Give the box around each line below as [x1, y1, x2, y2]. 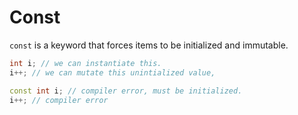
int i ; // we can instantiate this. [9, 58, 162, 68]
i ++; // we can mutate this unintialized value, [9, 67, 216, 78]
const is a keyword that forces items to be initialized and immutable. [9, 39, 289, 51]
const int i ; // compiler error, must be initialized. [9, 86, 243, 96]
